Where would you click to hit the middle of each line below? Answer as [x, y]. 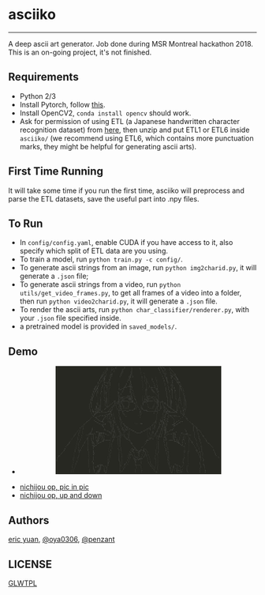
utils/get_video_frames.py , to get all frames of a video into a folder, [131, 293]
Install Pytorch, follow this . [62, 104]
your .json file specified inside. [71, 318]
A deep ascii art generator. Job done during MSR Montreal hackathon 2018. [131, 43]
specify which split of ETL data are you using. [93, 251]
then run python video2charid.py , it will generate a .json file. [119, 301]
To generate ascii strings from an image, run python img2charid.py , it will [138, 268]
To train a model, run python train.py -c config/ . [101, 259]
